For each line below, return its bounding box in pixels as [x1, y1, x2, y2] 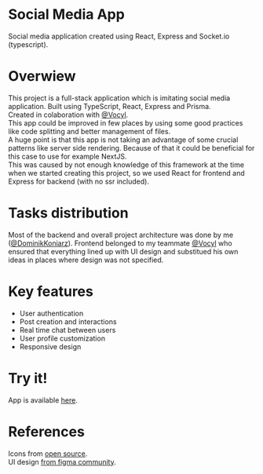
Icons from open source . [8, 449, 88, 458]
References [8, 422, 85, 440]
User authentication [19, 308, 84, 318]
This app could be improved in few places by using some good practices [8, 118, 243, 127]
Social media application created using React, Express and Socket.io [8, 31, 230, 41]
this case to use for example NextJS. [8, 151, 127, 161]
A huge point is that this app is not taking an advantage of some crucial [8, 135, 239, 144]
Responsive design [19, 341, 82, 351]
